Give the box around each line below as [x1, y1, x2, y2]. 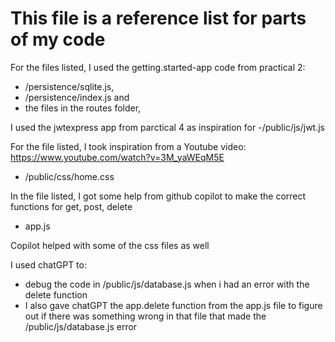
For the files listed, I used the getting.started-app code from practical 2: [10, 61, 306, 73]
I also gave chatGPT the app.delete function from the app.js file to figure [24, 299, 323, 311]
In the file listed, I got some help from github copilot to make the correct [10, 190, 307, 202]
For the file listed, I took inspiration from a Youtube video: [10, 140, 247, 152]
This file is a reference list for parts [10, 7, 307, 30]
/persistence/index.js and [24, 91, 130, 103]
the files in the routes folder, [24, 102, 142, 114]
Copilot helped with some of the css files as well [10, 239, 210, 251]
